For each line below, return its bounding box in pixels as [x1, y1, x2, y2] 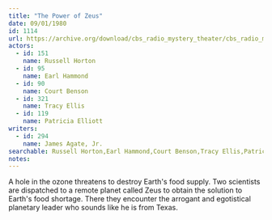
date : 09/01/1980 [8, 19, 67, 27]
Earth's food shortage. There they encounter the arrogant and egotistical [8, 194, 251, 204]
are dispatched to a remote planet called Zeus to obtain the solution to [8, 185, 243, 195]
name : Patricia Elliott [23, 117, 104, 125]
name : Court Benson [23, 87, 89, 95]
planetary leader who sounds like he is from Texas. [8, 203, 178, 213]
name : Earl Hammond [23, 72, 89, 80]
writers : [8, 125, 38, 133]
